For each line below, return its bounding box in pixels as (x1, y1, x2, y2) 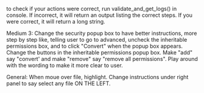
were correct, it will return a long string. (6, 18, 105, 25)
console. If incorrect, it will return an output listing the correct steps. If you (6, 11, 193, 19)
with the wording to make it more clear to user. (6, 62, 123, 69)
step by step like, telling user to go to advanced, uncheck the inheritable (6, 36, 188, 43)
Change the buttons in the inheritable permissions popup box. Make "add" (6, 49, 193, 56)
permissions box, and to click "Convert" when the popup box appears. (6, 42, 183, 50)
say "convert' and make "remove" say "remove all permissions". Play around (6, 56, 198, 62)
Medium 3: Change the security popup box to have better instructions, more (6, 30, 197, 37)
